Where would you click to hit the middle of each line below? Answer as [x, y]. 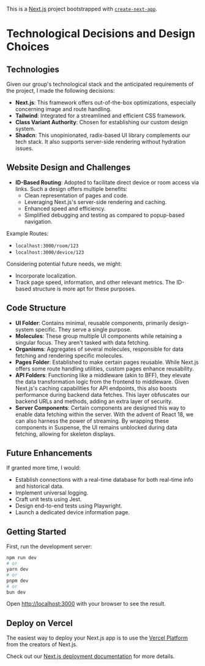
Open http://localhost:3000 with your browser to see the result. [86, 604]
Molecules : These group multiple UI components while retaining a [99, 336]
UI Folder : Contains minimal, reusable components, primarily [91, 323]
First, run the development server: [49, 547]
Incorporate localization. [46, 275]
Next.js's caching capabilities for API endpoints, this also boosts [96, 388]
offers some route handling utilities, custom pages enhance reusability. [104, 369]
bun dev [16, 592]
